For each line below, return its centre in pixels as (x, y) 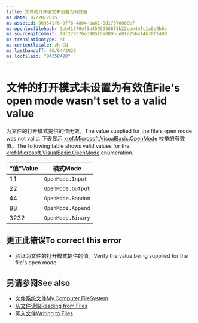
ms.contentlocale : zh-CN (37, 45)
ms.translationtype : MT (36, 39)
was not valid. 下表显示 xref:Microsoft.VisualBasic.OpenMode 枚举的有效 (96, 138)
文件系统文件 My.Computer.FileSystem (62, 298)
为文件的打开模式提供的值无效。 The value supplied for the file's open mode (99, 131)
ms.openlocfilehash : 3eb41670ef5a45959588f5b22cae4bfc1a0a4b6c (87, 28)
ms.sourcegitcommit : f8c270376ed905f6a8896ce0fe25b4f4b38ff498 (87, 34)
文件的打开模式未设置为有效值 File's (93, 88)
